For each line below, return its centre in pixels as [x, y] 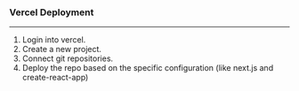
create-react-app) [55, 78]
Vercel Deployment [52, 12]
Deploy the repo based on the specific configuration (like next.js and [148, 68]
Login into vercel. [54, 40]
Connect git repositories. [68, 58]
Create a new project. [62, 49]
